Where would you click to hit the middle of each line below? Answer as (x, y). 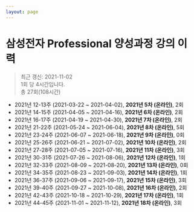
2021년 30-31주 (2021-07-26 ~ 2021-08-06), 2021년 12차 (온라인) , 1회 (100, 157)
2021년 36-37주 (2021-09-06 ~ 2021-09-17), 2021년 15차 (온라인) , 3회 (100, 180)
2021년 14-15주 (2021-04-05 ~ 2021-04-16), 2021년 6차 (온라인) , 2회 (99, 112)
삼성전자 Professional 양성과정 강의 (91, 43)
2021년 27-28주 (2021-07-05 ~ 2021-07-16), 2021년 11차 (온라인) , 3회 (99, 150)
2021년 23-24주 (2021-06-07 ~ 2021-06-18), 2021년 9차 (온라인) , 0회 (99, 135)
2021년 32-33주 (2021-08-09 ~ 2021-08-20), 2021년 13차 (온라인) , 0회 (101, 165)
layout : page (22, 12)
